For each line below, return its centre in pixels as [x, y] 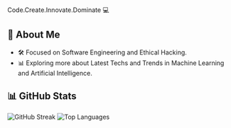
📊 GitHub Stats [42, 97]
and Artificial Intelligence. [55, 73]
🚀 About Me [34, 35]
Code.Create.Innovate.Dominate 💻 [58, 10]
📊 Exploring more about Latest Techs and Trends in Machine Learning [121, 63]
